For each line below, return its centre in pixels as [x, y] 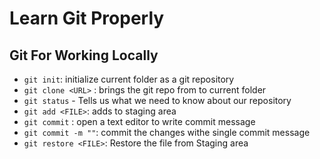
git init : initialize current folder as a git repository [129, 79]
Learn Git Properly [87, 18]
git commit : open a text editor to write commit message [139, 121]
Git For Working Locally [84, 55]
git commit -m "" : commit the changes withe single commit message [167, 132]
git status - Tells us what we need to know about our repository [157, 100]
